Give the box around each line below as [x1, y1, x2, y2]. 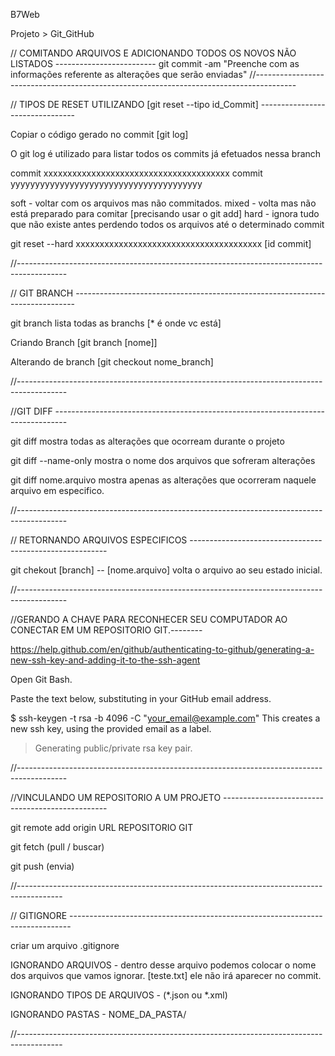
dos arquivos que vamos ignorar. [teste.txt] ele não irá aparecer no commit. [10, 970, 322, 981]
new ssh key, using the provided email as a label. [10, 723, 212, 734]
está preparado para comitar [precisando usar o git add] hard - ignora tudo [10, 208, 320, 219]
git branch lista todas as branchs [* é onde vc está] [10, 317, 222, 329]
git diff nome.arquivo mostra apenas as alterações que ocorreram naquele [10, 474, 317, 486]
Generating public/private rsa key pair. [34, 742, 193, 754]
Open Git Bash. [10, 674, 73, 685]
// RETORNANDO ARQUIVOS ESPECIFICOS [10, 534, 188, 546]
